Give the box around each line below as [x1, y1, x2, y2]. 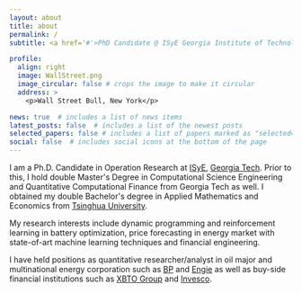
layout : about [9, 13, 63, 22]
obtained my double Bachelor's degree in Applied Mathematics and [9, 191, 259, 201]
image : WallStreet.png [17, 71, 102, 81]
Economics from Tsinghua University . [9, 200, 148, 211]
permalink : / [9, 30, 58, 39]
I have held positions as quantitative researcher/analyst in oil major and [9, 254, 272, 265]
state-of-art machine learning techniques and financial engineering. [9, 237, 261, 247]
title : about [9, 22, 58, 31]
